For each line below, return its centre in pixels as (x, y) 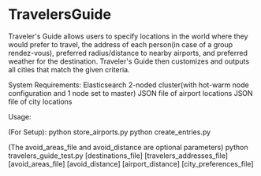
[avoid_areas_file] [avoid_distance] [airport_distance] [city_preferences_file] (131, 163)
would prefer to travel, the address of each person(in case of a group (121, 44)
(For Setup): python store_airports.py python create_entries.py (110, 132)
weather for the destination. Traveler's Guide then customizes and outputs (129, 61)
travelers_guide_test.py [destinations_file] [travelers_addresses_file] (118, 156)
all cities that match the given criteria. (69, 69)
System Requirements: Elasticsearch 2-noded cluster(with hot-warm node (129, 85)
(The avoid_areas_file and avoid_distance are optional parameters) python (128, 147)
